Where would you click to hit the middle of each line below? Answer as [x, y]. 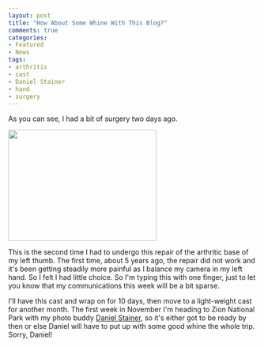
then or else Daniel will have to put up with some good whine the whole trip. [132, 326]
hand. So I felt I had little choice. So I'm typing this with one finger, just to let [132, 277]
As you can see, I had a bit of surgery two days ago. [93, 119]
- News [19, 52]
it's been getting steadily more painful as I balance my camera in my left [125, 269]
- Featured [26, 45]
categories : [28, 38]
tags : [17, 60]
